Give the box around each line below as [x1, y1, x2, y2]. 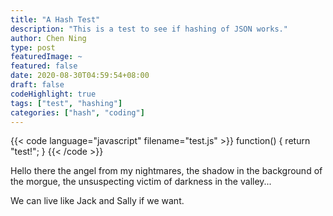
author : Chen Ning [10, 33, 87, 43]
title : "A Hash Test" [10, 14, 101, 25]
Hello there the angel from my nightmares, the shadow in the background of [10, 165, 323, 177]
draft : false [10, 80, 65, 90]
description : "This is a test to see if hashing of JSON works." [10, 24, 288, 34]
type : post [10, 42, 56, 53]
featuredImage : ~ [10, 52, 83, 62]
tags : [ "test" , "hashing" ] [10, 98, 123, 108]
